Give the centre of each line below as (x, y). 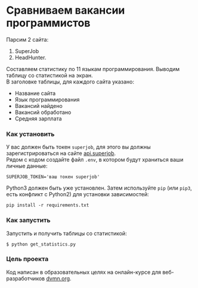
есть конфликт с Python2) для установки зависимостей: (78, 194)
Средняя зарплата (38, 118)
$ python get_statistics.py (41, 244)
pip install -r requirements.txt (48, 205)
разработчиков (26, 278)
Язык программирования (47, 100)
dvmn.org (58, 278)
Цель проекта (27, 259)
